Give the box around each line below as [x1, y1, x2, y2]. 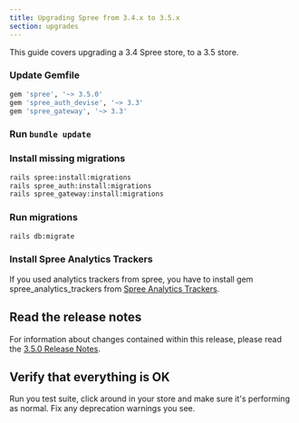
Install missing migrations [9, 152, 126, 165]
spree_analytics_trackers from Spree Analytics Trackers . [9, 283, 220, 294]
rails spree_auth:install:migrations [9, 181, 152, 190]
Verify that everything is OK [9, 369, 170, 385]
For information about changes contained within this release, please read [9, 333, 283, 344]
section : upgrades [9, 22, 79, 31]
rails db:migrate [9, 232, 75, 241]
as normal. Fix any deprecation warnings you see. [9, 403, 196, 414]
